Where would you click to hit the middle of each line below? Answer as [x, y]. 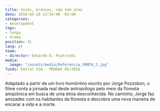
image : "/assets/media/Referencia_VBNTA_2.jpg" [59, 65]
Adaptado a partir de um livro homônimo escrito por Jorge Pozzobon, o [78, 83]
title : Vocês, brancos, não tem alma [44, 10]
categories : [17, 19]
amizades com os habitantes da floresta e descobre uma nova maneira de [80, 99]
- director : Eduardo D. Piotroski [41, 55]
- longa [13, 33]
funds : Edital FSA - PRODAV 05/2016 [43, 70]
